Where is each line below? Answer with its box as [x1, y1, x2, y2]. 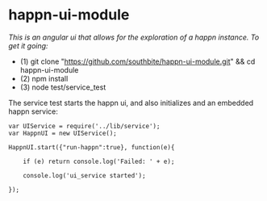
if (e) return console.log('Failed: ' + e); [23, 157, 175, 165]
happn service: [8, 107, 58, 116]
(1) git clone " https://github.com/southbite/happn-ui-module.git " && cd [19, 57, 256, 66]
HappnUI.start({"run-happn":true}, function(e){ [8, 143, 175, 151]
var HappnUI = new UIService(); [8, 129, 117, 137]
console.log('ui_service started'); [23, 171, 147, 179]
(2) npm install [19, 73, 69, 83]
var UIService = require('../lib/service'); [8, 122, 161, 130]
